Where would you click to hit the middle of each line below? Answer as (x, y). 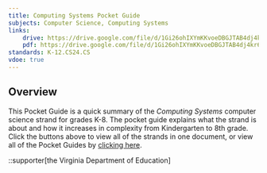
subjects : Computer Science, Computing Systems (89, 23)
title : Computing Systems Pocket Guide (74, 15)
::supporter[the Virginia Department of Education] (89, 160)
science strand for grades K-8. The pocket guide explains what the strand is (132, 119)
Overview (33, 92)
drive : (33, 38)
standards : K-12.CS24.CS (49, 52)
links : (19, 30)
